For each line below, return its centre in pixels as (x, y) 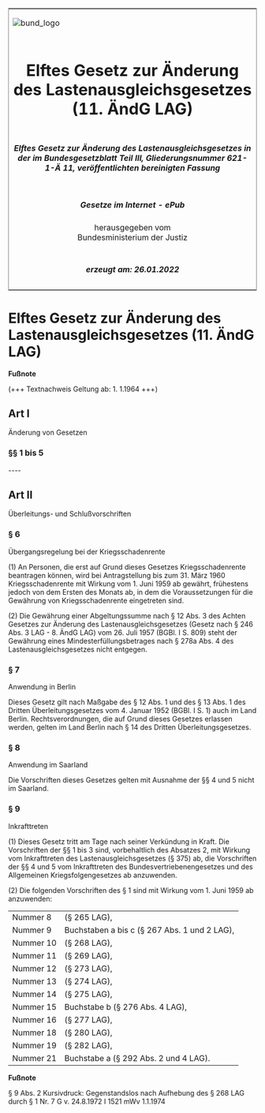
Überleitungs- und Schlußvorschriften (70, 514)
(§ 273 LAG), (88, 968)
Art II (21, 495)
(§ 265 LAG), (88, 917)
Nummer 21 (34, 1058)
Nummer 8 (32, 917)
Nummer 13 (34, 981)
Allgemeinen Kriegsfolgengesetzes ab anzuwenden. (93, 875)
